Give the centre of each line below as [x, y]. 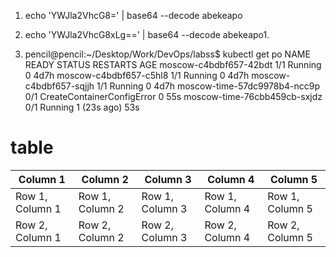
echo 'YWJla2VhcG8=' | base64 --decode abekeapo [133, 15]
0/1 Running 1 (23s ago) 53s [82, 107]
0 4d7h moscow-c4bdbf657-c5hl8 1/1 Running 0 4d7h [137, 75]
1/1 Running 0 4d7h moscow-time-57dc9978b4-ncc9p [208, 86]
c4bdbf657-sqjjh [59, 86]
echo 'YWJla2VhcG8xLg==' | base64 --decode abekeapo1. [147, 34]
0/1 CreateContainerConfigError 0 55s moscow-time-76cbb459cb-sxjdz [173, 96]
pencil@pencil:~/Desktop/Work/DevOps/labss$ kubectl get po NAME [167, 54]
